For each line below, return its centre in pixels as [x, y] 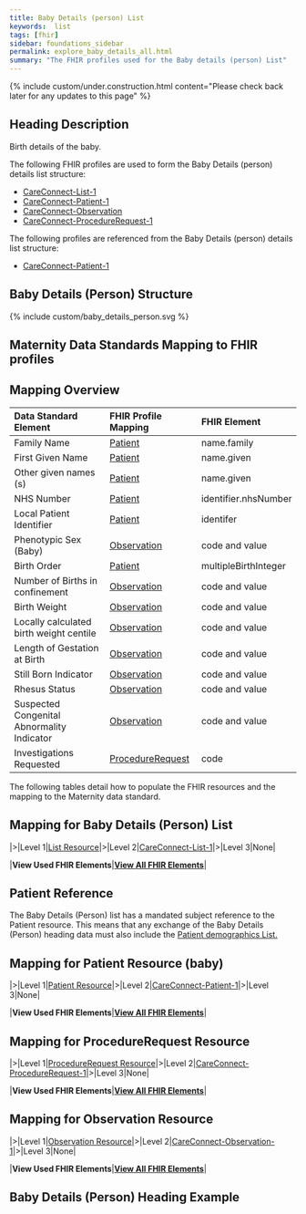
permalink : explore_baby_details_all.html [91, 52]
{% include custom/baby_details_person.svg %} [99, 316]
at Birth [30, 659]
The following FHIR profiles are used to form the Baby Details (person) [141, 164]
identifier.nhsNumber [246, 498]
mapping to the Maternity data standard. [85, 796]
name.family [227, 442]
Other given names [55, 472]
